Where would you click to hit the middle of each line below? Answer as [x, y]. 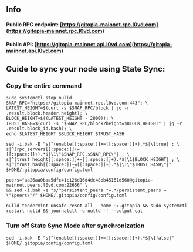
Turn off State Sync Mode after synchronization [75, 226]
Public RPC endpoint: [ [34, 24]
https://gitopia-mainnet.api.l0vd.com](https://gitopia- [104, 44]
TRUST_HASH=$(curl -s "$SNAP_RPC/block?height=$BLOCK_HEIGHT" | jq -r [94, 124]
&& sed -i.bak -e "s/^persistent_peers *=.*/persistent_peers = [86, 190]
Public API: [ [21, 44]
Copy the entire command [44, 86]
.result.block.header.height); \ [47, 113]
